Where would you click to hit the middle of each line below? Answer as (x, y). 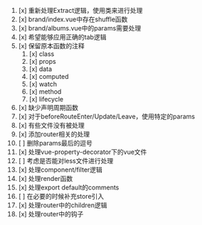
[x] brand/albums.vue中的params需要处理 (80, 28)
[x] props (42, 61)
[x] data (41, 69)
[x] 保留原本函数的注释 (51, 46)
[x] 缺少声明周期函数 (48, 108)
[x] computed (49, 76)
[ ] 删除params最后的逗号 (55, 143)
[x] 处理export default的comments (69, 187)
